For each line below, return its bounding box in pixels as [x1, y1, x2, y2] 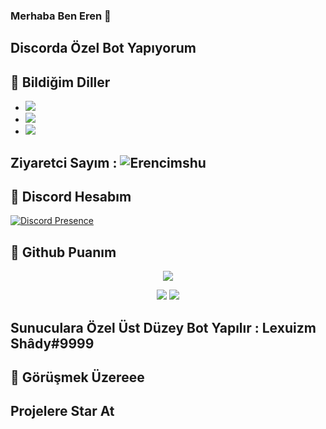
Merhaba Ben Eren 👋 [10, 9, 112, 23]
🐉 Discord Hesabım [10, 188, 132, 205]
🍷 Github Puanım [10, 244, 117, 261]
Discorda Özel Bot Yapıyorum [10, 40, 197, 57]
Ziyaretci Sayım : [10, 154, 118, 171]
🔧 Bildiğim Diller [10, 74, 111, 91]
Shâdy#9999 [10, 335, 95, 352]
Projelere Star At [10, 403, 115, 420]
